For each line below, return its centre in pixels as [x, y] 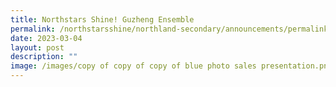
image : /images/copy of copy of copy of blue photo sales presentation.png [171, 66]
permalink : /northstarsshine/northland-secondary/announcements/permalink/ [171, 29]
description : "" [44, 57]
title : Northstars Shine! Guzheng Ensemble [102, 19]
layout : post [37, 47]
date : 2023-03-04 [46, 38]
